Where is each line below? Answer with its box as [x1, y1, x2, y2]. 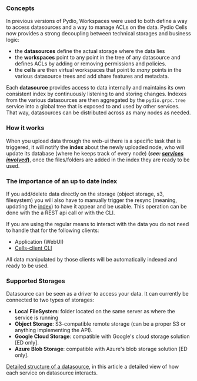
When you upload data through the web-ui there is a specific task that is [6, 137, 181, 144]
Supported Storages [6, 277, 66, 285]
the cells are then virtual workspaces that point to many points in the [14, 67, 182, 74]
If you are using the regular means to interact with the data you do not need [6, 220, 189, 227]
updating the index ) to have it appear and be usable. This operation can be [6, 203, 187, 210]
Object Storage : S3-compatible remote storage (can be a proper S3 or [14, 320, 186, 327]
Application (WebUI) [14, 238, 64, 245]
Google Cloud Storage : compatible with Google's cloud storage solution [14, 333, 190, 340]
